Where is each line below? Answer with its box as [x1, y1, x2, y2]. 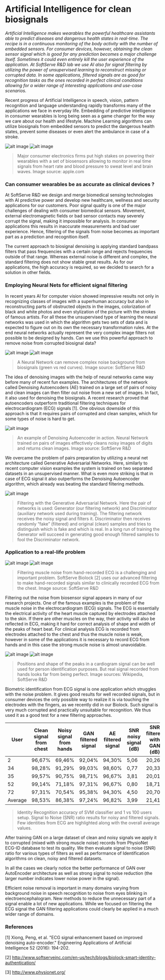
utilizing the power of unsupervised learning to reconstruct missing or [5, 66, 146, 72]
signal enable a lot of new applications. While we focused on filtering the [5, 900, 152, 906]
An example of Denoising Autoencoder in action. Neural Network [17, 434, 149, 441]
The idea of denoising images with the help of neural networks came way [5, 374, 154, 380]
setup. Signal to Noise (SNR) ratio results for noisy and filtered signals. [17, 814, 160, 820]
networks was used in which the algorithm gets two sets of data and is [5, 319, 148, 325]
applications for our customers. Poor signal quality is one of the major [5, 203, 146, 209]
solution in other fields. [5, 270, 52, 276]
